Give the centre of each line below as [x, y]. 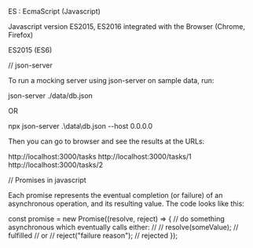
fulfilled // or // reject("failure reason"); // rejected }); [93, 235]
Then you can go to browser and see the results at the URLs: [106, 141]
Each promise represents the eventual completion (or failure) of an [115, 195]
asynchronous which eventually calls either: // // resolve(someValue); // [123, 227]
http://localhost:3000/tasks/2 [56, 165]
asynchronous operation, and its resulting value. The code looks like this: [126, 204]
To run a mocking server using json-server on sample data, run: [111, 80]
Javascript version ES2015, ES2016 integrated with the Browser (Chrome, [127, 26]
